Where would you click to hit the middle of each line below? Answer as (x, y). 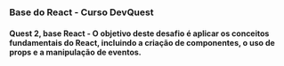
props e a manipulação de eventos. (75, 52)
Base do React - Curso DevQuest (81, 12)
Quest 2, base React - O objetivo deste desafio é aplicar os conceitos (139, 33)
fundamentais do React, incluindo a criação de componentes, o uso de (142, 42)
